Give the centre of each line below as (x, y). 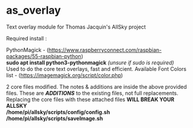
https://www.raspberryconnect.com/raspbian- (105, 50)
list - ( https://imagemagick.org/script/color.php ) (65, 75)
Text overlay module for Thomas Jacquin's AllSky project (76, 27)
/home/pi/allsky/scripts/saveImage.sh (55, 118)
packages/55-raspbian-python (44, 56)
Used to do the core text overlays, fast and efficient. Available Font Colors (96, 68)
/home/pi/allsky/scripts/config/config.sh (58, 112)
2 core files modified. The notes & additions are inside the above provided (96, 86)
